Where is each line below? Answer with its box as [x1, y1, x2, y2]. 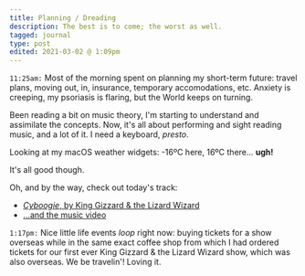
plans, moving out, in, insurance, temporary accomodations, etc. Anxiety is [9, 82, 291, 93]
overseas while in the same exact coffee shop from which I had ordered [9, 237, 279, 248]
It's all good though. [9, 165, 85, 175]
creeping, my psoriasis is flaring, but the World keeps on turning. [9, 92, 254, 103]
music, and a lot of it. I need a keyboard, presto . [9, 129, 189, 140]
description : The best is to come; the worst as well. [9, 22, 223, 31]
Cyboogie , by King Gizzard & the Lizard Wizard [22, 200, 200, 211]
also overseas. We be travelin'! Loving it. [9, 257, 162, 268]
